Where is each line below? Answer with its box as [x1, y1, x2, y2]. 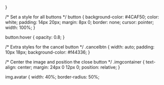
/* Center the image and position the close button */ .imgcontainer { [5, 59, 145, 64]
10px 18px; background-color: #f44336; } [5, 49, 90, 55]
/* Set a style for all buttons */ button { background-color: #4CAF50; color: [5, 14, 159, 19]
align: [5, 64, 16, 70]
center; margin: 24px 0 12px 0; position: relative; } [17, 64, 120, 70]
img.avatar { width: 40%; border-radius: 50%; [5, 74, 100, 79]
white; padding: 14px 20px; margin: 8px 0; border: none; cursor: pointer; [5, 19, 154, 25]
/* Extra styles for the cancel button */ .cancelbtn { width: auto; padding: [5, 44, 155, 49]
